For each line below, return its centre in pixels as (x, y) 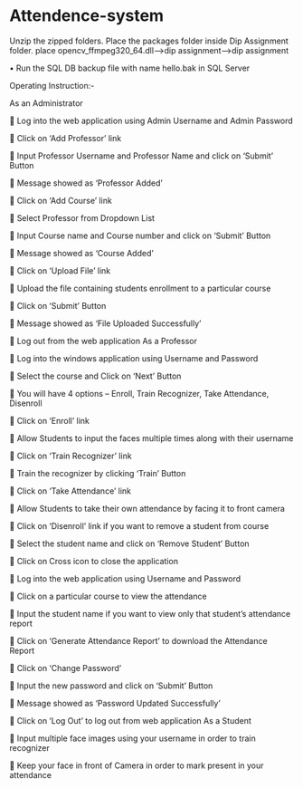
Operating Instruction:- (52, 85)
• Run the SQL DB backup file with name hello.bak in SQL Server (130, 68)
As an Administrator (46, 103)
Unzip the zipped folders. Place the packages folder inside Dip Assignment (149, 41)
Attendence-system (87, 16)
